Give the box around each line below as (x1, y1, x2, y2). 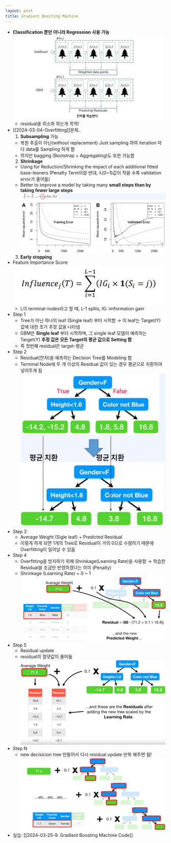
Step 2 (12, 349, 27, 355)
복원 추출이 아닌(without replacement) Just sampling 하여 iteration (20, 139, 157, 145)
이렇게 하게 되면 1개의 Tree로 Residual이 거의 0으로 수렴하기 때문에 (20, 540, 154, 546)
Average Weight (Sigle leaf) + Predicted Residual (20, 534, 123, 540)
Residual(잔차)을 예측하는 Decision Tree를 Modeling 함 (20, 355, 132, 361)
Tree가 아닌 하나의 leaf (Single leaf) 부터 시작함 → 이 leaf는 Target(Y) (20, 317, 161, 324)
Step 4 (12, 552, 27, 558)
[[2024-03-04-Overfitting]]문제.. (12, 127, 81, 133)
